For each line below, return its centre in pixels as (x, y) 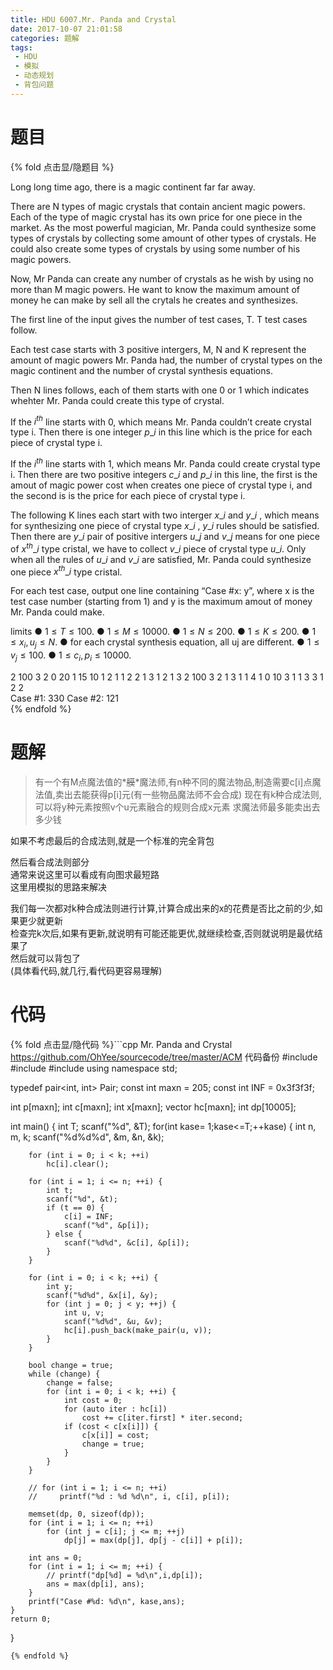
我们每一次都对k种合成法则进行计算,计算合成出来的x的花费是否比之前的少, (162, 908)
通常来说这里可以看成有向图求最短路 (85, 874)
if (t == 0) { (75, 1207)
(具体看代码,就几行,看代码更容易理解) (86, 970)
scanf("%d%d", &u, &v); (113, 1321)
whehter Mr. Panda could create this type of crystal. (117, 400)
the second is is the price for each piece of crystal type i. (128, 495)
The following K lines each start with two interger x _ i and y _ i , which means (165, 515)
